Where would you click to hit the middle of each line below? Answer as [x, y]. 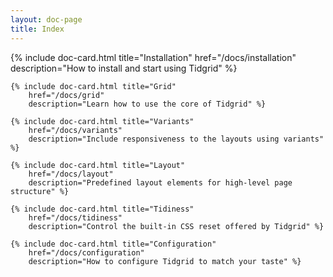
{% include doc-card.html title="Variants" [102, 121]
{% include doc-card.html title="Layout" [98, 165]
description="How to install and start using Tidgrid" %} [124, 68]
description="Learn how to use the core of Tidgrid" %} [147, 104]
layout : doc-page [46, 19]
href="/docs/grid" [66, 95]
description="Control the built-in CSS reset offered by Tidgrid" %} [176, 226]
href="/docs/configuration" [86, 252]
